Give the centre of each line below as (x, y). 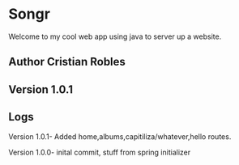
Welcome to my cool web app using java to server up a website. (115, 36)
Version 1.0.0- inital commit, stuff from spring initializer (100, 152)
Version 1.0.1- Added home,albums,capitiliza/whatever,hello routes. (120, 136)
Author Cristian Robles (67, 62)
